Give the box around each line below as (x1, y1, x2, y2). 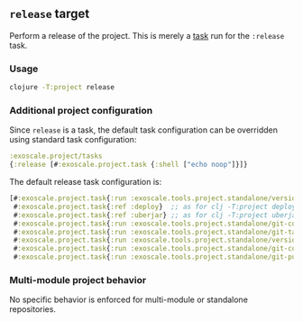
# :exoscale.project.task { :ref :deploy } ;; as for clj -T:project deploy (13, 202, 297, 211)
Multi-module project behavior (9, 273, 147, 286)
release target (9, 6, 90, 22)
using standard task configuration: (9, 134, 137, 145)
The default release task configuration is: (9, 177, 162, 188)
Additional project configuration (9, 104, 153, 116)
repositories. (9, 304, 57, 315)
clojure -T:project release (9, 83, 115, 92)
